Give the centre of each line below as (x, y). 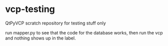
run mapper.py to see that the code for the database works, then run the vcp (84, 32)
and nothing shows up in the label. (40, 38)
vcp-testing (30, 9)
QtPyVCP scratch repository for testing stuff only (55, 23)
